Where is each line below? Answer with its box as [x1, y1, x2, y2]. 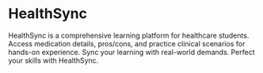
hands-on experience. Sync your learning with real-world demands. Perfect [8, 47, 255, 57]
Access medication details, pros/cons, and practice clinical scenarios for [8, 38, 246, 48]
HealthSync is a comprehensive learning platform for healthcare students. [8, 31, 250, 40]
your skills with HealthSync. [8, 56, 99, 65]
